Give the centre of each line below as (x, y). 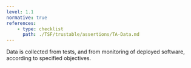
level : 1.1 (20, 12)
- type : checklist (40, 29)
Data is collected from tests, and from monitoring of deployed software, (95, 52)
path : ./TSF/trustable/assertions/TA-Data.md (81, 35)
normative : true (27, 18)
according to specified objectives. (49, 58)
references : (21, 23)
